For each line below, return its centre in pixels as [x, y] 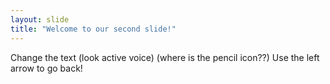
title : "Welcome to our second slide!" [93, 29]
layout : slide [40, 19]
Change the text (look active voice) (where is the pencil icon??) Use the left [165, 57]
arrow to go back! [46, 68]
